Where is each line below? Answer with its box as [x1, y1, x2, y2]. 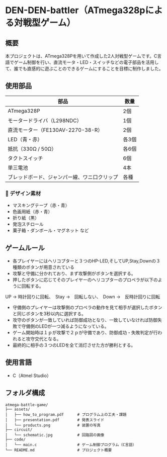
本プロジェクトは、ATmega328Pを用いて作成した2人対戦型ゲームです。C [5, 53, 157, 59]
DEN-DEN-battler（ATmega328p [5, 5, 145, 16]
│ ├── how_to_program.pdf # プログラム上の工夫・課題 [5, 412, 127, 417]
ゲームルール [5, 243, 45, 252]
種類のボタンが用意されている [12, 264, 74, 270]
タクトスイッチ [8, 154, 44, 161]
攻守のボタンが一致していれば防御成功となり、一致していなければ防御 [12, 317, 157, 323]
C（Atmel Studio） [12, 373, 51, 379]
